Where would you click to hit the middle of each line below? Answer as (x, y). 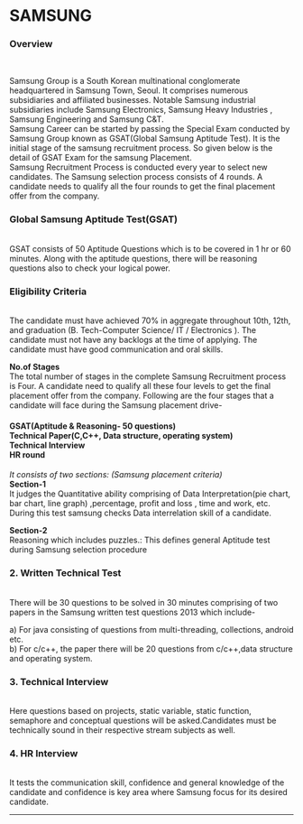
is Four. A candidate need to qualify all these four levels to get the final (140, 386)
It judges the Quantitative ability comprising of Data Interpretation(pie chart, (150, 494)
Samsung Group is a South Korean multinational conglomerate (125, 81)
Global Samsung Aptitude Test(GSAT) (94, 219)
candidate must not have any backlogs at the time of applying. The (133, 340)
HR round (28, 454)
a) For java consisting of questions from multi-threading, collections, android (151, 629)
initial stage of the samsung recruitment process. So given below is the (141, 148)
